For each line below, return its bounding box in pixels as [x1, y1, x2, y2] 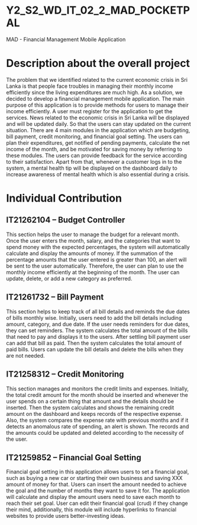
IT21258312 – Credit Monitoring [6, 369, 124, 380]
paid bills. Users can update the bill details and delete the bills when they [6, 345, 184, 353]
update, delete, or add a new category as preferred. [6, 275, 133, 282]
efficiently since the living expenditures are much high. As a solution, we [6, 88, 183, 96]
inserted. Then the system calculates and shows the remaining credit [6, 404, 175, 411]
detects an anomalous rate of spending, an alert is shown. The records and [6, 422, 189, 430]
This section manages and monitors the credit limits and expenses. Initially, [6, 385, 189, 392]
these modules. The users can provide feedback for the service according [6, 152, 188, 159]
